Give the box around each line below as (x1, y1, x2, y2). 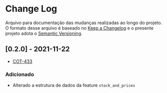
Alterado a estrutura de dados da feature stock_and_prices (12, 82, 136, 88)
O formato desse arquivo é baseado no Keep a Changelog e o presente (5, 25, 154, 31)
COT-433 (12, 58, 33, 64)
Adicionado (5, 71, 34, 78)
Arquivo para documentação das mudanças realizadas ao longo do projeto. (5, 20, 162, 26)
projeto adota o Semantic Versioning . (5, 30, 82, 36)
